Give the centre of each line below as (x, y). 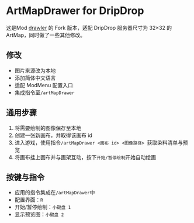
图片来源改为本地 (35, 70)
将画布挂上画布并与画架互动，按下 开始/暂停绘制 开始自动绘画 (85, 157)
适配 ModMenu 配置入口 (44, 85)
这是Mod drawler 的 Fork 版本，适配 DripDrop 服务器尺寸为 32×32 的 (89, 28)
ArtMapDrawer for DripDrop (75, 11)
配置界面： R (29, 200)
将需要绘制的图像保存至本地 (48, 128)
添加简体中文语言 (35, 78)
